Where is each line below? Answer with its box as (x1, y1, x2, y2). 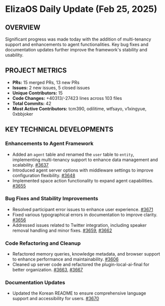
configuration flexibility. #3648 (12, 172, 75, 178)
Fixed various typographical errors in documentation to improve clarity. (12, 212, 158, 218)
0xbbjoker (12, 111, 34, 117)
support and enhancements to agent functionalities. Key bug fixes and (5, 42, 149, 47)
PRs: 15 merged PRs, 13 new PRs (12, 79, 80, 85)
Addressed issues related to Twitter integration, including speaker (12, 222, 147, 228)
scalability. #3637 (12, 162, 49, 168)
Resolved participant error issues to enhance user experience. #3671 (12, 206, 154, 212)
